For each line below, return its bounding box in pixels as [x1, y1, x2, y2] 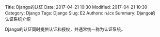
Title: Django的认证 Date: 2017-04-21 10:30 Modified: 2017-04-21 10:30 [5, 4, 147, 10]
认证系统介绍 [5, 16, 31, 22]
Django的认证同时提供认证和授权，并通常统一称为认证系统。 [5, 26, 126, 32]
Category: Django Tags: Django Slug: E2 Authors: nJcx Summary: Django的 [5, 10, 155, 16]
